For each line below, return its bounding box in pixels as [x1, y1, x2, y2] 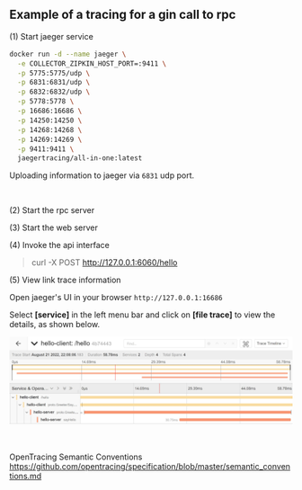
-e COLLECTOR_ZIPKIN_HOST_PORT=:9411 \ [17, 58, 167, 68]
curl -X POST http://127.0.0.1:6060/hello [31, 257, 178, 268]
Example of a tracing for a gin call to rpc [9, 7, 236, 22]
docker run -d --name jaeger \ [9, 49, 127, 58]
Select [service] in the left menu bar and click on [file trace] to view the [9, 309, 276, 320]
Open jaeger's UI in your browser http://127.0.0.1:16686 [9, 292, 223, 303]
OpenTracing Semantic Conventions [9, 451, 143, 462]
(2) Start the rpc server [9, 205, 95, 216]
